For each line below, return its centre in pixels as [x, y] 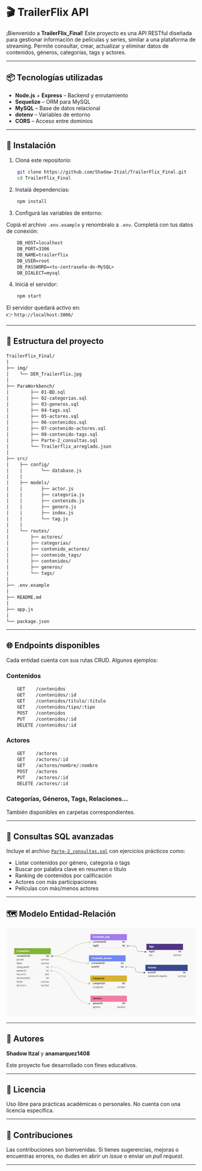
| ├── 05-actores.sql [43, 416]
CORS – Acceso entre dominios [54, 121]
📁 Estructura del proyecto [55, 341]
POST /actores [38, 772]
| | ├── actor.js [40, 489]
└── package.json [28, 621]
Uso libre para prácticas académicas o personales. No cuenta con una [93, 1104]
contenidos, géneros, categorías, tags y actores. [66, 52]
